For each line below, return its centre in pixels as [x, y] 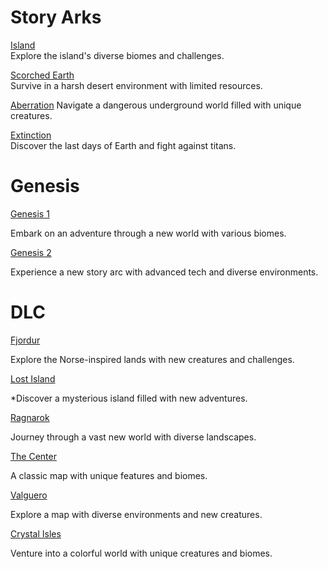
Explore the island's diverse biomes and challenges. [117, 55]
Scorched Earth [42, 75]
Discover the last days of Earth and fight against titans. [123, 145]
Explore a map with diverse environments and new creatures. [136, 514]
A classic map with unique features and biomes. [109, 475]
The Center [33, 456]
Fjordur [25, 340]
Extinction [31, 135]
